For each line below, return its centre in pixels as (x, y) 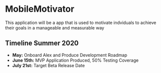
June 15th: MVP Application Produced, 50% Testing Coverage (75, 60)
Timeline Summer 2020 (42, 43)
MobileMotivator (40, 9)
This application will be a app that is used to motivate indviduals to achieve (81, 23)
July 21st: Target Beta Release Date (48, 65)
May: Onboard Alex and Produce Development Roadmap (70, 55)
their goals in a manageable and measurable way (55, 27)
